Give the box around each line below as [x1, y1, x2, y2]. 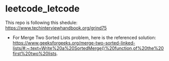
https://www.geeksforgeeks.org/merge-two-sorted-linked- [12, 39, 135, 45]
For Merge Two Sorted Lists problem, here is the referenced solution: [12, 34, 156, 40]
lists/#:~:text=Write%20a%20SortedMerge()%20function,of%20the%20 [12, 45, 164, 51]
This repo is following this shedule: [5, 19, 78, 25]
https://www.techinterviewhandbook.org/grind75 [5, 24, 107, 30]
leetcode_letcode [5, 3, 80, 14]
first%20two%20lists [12, 50, 57, 56]
